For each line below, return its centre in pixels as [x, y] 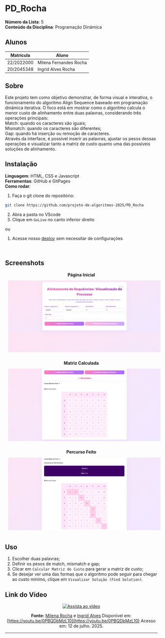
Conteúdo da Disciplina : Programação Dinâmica [53, 27]
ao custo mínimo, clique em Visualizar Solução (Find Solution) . [77, 579]
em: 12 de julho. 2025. [81, 626]
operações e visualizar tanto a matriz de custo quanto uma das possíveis [78, 144]
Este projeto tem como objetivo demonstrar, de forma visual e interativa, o [79, 98]
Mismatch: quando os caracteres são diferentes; [53, 129]
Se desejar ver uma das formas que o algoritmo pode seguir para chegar [84, 574]
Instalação [21, 164]
